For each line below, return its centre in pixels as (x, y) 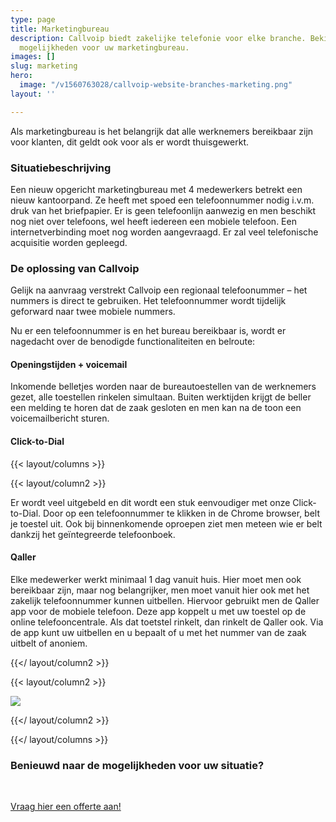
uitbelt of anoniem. (49, 643)
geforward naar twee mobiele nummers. (93, 312)
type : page (33, 19)
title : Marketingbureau (60, 29)
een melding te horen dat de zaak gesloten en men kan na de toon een (156, 408)
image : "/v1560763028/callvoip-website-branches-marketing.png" (156, 85)
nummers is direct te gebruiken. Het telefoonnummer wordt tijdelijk (148, 301)
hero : (21, 76)
